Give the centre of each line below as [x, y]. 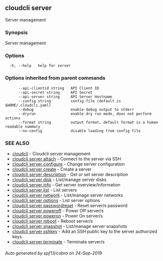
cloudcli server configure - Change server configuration [68, 164]
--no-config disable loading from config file [79, 131]
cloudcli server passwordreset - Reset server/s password [70, 205]
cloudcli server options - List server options [56, 200]
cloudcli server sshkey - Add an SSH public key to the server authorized [85, 231]
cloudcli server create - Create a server [52, 169]
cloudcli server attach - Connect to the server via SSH [66, 159]
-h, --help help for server [40, 66]
